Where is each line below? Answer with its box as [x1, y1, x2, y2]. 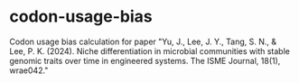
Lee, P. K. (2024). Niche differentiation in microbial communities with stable [9, 45, 291, 56]
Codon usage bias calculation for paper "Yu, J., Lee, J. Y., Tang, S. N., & [9, 36, 277, 47]
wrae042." [9, 65, 49, 76]
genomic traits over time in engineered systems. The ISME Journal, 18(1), [9, 55, 281, 66]
